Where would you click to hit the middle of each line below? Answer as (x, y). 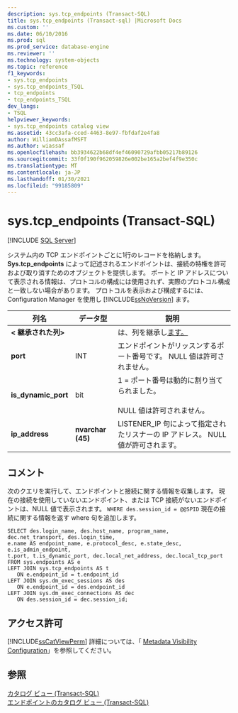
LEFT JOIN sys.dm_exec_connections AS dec (71, 594)
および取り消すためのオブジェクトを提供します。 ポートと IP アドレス (109, 273)
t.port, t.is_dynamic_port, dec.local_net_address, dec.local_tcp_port (115, 556)
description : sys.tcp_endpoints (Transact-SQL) (79, 14)
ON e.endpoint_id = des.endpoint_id (71, 587)
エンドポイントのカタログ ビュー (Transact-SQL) (78, 702)
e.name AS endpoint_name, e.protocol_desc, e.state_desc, (95, 544)
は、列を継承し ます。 (153, 332)
